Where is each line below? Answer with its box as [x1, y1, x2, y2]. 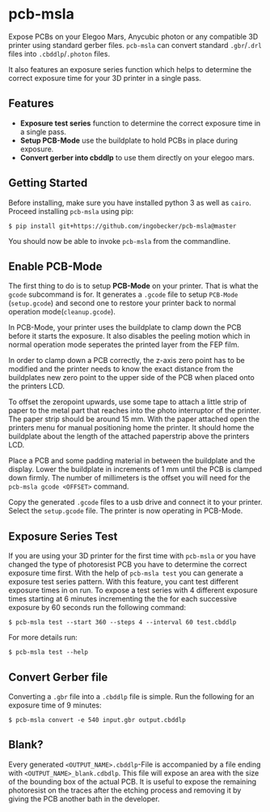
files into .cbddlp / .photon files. [8, 49, 111, 58]
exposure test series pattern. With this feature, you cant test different [8, 577, 238, 587]
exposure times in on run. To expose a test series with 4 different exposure [8, 585, 258, 596]
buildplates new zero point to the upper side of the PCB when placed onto [8, 373, 255, 382]
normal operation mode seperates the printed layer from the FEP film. [8, 340, 240, 349]
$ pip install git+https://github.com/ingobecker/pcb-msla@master [8, 222, 237, 230]
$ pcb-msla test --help [8, 648, 89, 656]
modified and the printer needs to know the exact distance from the [8, 364, 234, 374]
